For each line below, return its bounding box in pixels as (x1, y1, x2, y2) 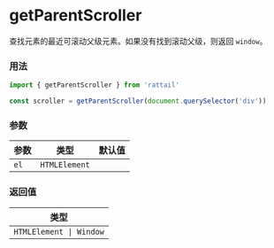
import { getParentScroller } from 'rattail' (9, 81, 179, 89)
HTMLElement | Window (13, 227, 104, 236)
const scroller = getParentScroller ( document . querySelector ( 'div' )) (9, 97, 267, 106)
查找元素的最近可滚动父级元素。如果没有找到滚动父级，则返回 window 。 (9, 35, 268, 46)
